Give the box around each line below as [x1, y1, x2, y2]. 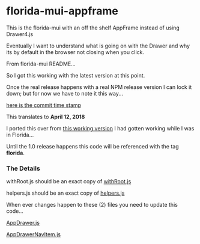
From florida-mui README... [6, 60, 76, 67]
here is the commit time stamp [6, 101, 82, 109]
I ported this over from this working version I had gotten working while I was [6, 124, 195, 132]
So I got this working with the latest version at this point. [6, 72, 145, 79]
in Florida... [6, 131, 34, 138]
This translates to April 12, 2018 [6, 113, 85, 120]
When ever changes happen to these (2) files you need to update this [6, 201, 178, 209]
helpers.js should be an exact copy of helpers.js [6, 189, 125, 197]
